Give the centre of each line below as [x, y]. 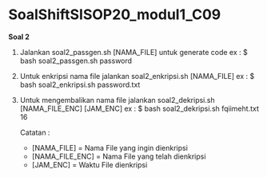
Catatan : [35, 132]
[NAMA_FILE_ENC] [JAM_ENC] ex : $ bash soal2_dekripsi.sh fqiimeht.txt [139, 108]
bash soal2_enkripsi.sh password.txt [80, 85]
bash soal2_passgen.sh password [76, 61]
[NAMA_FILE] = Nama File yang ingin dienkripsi [110, 147]
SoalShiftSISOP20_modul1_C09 [115, 15]
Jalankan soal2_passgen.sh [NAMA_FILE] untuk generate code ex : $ [133, 52]
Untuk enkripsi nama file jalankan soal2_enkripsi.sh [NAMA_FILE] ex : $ [137, 76]
